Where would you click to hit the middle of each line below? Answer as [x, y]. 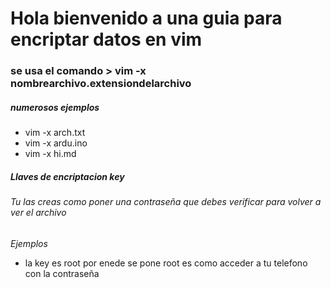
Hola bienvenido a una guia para [146, 18]
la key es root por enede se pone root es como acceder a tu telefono [166, 263]
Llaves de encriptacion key [67, 176]
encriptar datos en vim [106, 39]
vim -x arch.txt [55, 133]
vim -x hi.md [50, 154]
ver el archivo [38, 213]
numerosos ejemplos [55, 107]
